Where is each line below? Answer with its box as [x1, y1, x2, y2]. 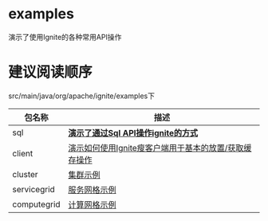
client [12, 148, 33, 159]
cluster [12, 168, 38, 180]
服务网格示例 [68, 184, 117, 195]
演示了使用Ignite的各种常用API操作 [8, 32, 122, 41]
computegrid [12, 199, 61, 210]
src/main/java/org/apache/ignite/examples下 [8, 91, 156, 101]
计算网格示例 [68, 199, 117, 210]
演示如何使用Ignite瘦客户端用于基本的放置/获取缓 [68, 142, 252, 153]
